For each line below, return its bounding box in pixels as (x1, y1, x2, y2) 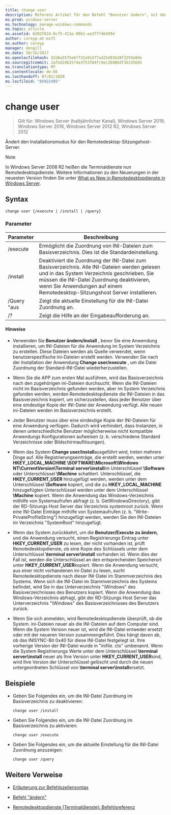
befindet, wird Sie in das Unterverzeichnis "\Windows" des (12, 584, 136, 590)
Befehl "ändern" (12, 794, 47, 800)
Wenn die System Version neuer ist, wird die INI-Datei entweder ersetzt (12, 626, 163, 632)
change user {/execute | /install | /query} (5, 208, 101, 214)
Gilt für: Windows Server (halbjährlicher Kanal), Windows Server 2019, (17, 118, 165, 124)
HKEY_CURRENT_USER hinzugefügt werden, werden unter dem (12, 476, 147, 482)
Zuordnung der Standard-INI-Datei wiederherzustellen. (12, 365, 128, 371)
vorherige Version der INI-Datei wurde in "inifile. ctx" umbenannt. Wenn (12, 643, 163, 649)
